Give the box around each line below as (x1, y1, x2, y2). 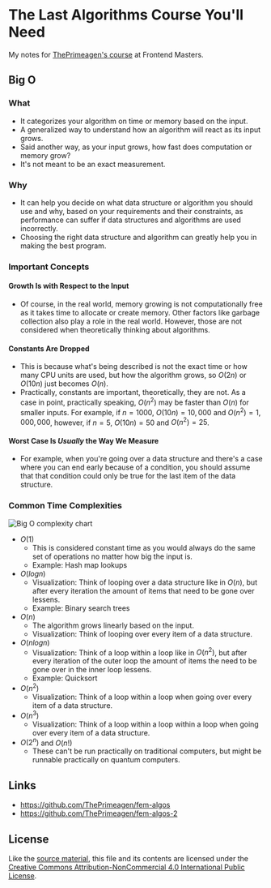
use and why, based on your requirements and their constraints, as (19, 206, 243, 216)
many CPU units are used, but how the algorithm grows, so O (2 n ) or (19, 371, 247, 380)
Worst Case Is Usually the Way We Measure (8, 435, 159, 445)
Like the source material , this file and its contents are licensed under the (8, 853, 249, 863)
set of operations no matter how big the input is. (32, 551, 193, 561)
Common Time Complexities (8, 500, 123, 512)
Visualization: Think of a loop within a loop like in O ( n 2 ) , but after (32, 646, 248, 658)
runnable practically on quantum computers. (32, 755, 180, 765)
